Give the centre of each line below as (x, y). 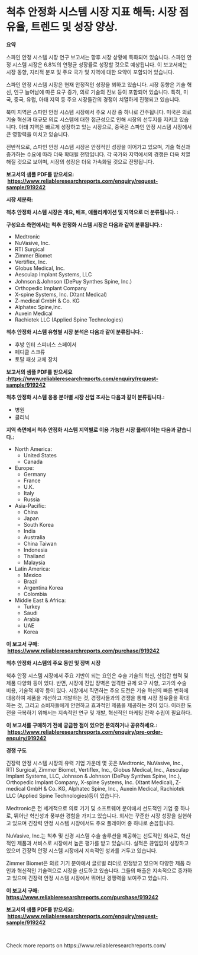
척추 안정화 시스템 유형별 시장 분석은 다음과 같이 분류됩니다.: (75, 332)
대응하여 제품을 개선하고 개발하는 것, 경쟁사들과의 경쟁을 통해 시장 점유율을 (92, 698)
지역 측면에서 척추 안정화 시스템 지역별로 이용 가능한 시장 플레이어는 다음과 (91, 429)
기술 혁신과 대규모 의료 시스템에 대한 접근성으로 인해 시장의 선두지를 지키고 (92, 119)
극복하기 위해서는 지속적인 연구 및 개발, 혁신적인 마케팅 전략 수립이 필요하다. (104, 712)
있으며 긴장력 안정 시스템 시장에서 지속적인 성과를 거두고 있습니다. (82, 850)
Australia (34, 537)
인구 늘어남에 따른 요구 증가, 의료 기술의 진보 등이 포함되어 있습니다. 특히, (98, 92)
